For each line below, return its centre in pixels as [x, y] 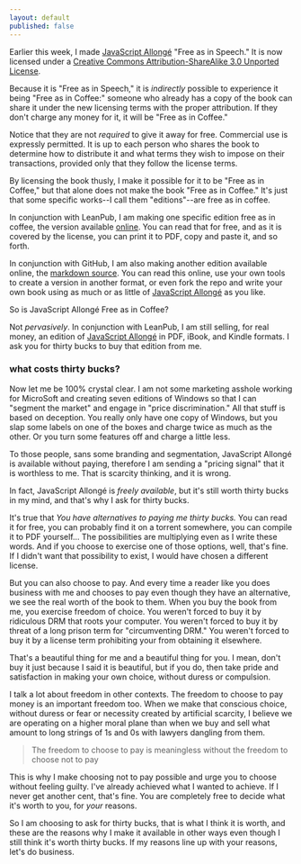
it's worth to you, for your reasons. [73, 805]
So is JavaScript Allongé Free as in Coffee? [89, 309]
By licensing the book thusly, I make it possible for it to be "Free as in [137, 180]
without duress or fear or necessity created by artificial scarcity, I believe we [151, 713]
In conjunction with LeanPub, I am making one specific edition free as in [142, 217]
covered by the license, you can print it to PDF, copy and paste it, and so [144, 236]
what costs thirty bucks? [65, 369]
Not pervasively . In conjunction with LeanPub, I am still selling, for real [139, 327]
